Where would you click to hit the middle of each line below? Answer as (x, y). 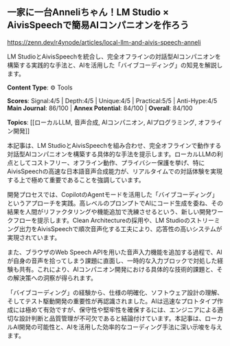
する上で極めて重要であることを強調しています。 (76, 180)
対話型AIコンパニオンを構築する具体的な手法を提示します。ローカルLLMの (112, 154)
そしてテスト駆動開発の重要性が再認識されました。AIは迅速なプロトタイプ (112, 301)
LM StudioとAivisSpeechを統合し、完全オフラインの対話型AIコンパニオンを (114, 56)
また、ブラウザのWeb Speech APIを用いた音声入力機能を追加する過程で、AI (115, 252)
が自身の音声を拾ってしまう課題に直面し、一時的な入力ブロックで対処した (112, 261)
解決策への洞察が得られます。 (55, 278)
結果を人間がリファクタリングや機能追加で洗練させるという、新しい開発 (109, 211)
